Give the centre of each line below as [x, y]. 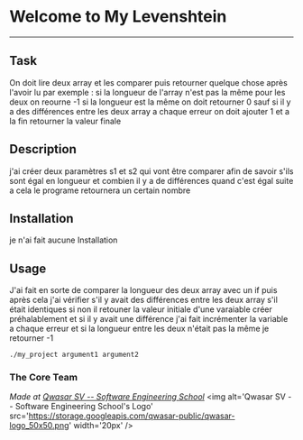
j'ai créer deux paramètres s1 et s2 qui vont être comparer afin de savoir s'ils [151, 171]
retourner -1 [32, 338]
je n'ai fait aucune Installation [64, 240]
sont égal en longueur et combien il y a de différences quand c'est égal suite [151, 180]
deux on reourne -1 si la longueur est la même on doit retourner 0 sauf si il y [150, 102]
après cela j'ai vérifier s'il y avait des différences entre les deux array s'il [143, 300]
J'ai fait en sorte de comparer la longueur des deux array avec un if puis [143, 290]
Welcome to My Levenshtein [118, 17]
